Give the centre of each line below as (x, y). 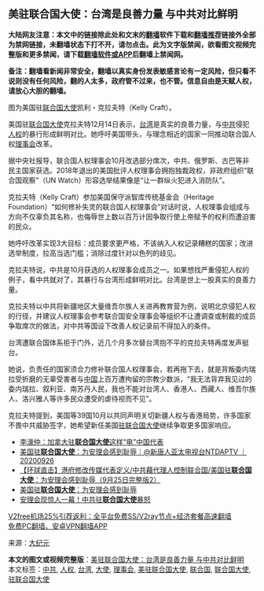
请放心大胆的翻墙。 (39, 90)
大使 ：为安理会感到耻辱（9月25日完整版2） (90, 479)
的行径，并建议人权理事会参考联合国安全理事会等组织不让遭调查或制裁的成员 (132, 316)
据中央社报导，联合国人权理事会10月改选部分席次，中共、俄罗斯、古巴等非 (129, 161)
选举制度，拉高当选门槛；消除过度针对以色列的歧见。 (94, 253)
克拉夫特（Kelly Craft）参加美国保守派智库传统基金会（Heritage (111, 197)
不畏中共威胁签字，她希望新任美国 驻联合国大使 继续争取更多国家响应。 (122, 425)
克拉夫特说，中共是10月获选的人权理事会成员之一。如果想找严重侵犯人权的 (129, 269)
